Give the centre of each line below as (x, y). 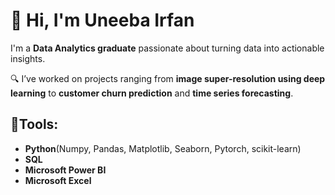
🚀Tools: (34, 124)
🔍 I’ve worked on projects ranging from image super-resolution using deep (168, 78)
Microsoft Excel (58, 180)
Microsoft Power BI (65, 170)
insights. (28, 58)
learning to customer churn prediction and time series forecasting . (152, 93)
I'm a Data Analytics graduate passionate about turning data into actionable (167, 48)
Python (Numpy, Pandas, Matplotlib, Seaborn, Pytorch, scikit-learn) (163, 148)
